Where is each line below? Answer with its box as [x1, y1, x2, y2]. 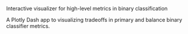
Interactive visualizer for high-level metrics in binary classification [6, 5, 168, 12]
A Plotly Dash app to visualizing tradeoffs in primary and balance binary [6, 16, 183, 23]
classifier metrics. [6, 23, 50, 29]
